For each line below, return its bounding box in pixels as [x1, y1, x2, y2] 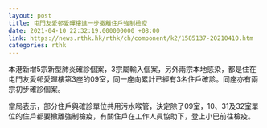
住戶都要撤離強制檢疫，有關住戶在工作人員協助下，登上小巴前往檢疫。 [22, 111, 255, 121]
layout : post [8, 11, 52, 20]
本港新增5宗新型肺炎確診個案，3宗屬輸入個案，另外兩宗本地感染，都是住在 [8, 65, 257, 74]
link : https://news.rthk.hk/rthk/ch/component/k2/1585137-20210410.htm [8, 34, 253, 42]
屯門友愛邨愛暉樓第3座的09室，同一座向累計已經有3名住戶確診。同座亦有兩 [8, 74, 259, 84]
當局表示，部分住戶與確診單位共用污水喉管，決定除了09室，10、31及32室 [8, 102, 252, 111]
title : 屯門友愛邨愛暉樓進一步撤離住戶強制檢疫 [8, 19, 148, 27]
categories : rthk [8, 42, 67, 50]
